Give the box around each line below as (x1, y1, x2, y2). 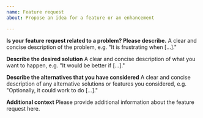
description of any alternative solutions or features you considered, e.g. (6, 80, 186, 87)
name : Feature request (6, 9, 64, 15)
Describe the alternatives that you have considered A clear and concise (6, 73, 191, 81)
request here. (6, 105, 40, 112)
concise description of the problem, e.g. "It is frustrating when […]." (6, 43, 177, 51)
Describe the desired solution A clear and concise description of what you (6, 55, 196, 62)
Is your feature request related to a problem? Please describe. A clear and (6, 37, 197, 44)
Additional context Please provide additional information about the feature (6, 98, 194, 106)
